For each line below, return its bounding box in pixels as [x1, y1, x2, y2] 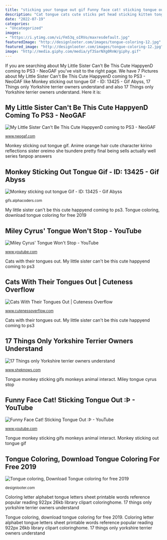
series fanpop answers [5, 153, 52, 159]
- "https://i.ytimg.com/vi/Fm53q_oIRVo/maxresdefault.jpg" [5, 35, 130, 40]
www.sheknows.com [5, 367, 41, 372]
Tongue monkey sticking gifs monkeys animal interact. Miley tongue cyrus [5, 376, 157, 382]
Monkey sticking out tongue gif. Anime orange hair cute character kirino [5, 143, 153, 149]
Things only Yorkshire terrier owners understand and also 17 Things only [5, 84, 154, 90]
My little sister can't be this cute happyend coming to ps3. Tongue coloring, [5, 207, 160, 213]
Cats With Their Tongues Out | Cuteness [5, 278, 133, 286]
